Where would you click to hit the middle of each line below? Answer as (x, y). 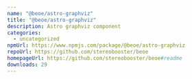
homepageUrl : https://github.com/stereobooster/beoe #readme (95, 58)
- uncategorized (36, 39)
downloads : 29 (27, 65)
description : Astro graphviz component (64, 26)
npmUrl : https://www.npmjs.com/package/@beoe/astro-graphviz (96, 45)
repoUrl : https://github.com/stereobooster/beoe (78, 52)
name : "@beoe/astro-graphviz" (50, 13)
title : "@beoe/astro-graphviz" (52, 20)
